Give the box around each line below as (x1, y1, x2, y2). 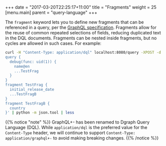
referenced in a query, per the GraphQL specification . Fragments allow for (5, 24, 157, 30)
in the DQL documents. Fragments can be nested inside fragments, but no (5, 35, 157, 41)
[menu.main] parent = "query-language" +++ (5, 9, 98, 15)
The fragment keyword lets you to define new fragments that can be (5, 19, 144, 25)
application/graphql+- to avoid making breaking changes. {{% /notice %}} (5, 135, 159, 141)
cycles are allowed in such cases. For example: (5, 40, 102, 46)
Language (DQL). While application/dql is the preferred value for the (5, 125, 148, 131)
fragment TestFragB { (5, 101, 50, 106)
